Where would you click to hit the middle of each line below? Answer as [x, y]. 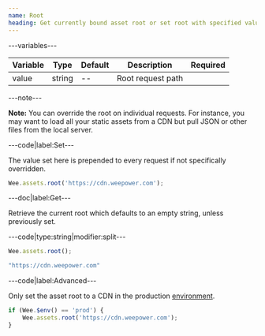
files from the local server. [50, 129]
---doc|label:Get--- [39, 198]
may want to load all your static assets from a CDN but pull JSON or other [128, 121]
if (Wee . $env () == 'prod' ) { [56, 311]
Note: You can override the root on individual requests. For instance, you [127, 113]
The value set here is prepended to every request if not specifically [117, 160]
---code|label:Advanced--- [52, 281]
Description [150, 65]
